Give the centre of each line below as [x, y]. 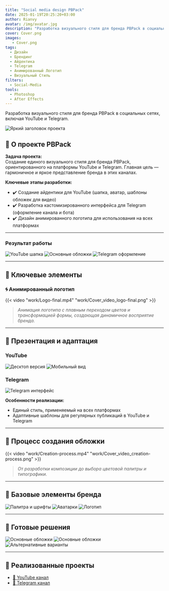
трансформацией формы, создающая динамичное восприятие [86, 315]
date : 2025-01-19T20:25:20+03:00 [40, 15]
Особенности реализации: [35, 400]
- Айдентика [22, 62]
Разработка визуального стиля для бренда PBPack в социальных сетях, [83, 113]
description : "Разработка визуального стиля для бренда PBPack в [75, 29]
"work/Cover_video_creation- [120, 453]
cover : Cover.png [23, 33]
